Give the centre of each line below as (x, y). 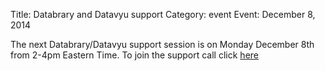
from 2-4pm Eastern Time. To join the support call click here (134, 55)
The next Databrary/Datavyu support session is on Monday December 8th (162, 44)
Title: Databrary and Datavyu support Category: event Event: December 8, (163, 14)
